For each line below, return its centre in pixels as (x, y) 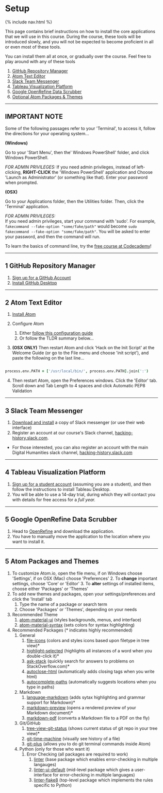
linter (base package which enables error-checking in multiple (96, 759)
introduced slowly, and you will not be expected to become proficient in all (79, 41)
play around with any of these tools (40, 61)
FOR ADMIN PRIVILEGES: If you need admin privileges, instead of (70, 167)
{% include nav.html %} (29, 22)
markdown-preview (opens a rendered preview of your (81, 707)
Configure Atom (28, 324)
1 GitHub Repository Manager (50, 266)
